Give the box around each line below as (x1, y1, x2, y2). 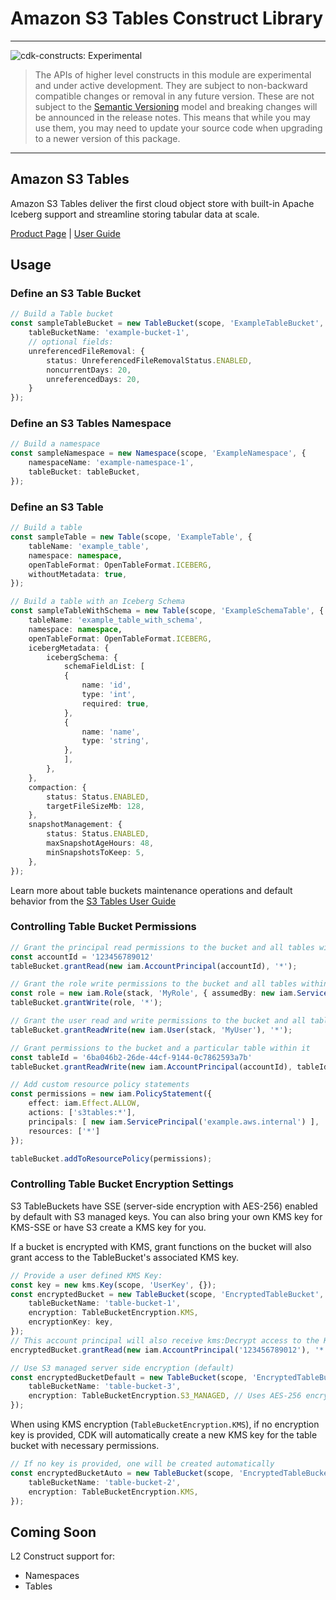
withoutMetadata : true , (28, 569, 128, 579)
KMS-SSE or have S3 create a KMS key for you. (10, 1221, 207, 1233)
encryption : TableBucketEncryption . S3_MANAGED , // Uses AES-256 (28, 1391, 302, 1401)
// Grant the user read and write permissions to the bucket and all (10, 1016, 307, 1026)
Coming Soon (10, 1523, 97, 1541)
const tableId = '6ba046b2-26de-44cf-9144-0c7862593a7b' (10, 1052, 253, 1062)
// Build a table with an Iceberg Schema (10, 597, 186, 607)
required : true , (81, 698, 150, 709)
